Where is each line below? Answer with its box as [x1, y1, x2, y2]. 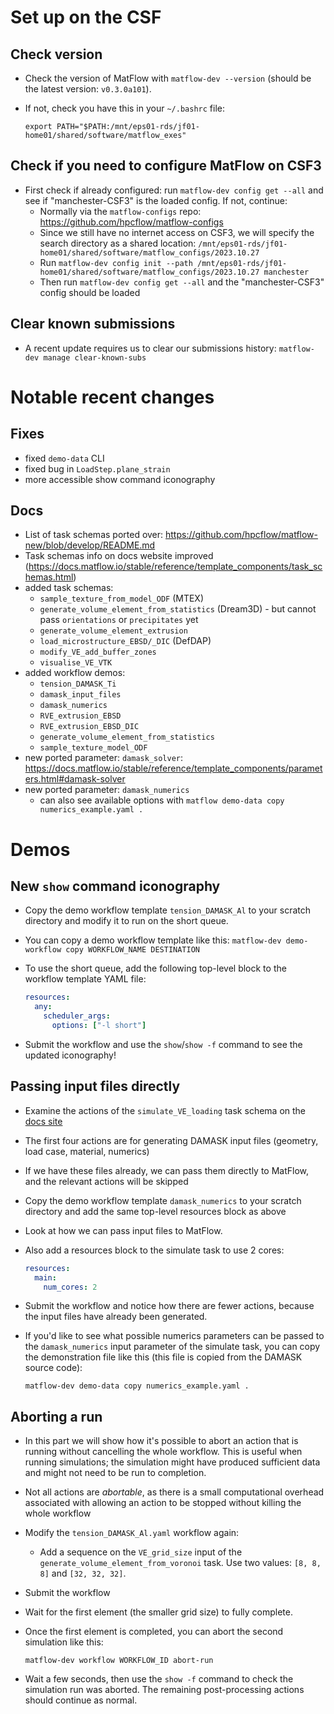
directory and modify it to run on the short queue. [24, 915, 229, 927]
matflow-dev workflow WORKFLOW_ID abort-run [24, 1656, 214, 1666]
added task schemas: [24, 582, 114, 594]
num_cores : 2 [43, 1282, 98, 1292]
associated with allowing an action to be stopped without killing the [24, 1497, 302, 1509]
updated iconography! [24, 1049, 117, 1061]
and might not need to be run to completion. [24, 1467, 207, 1479]
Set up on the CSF [10, 6, 162, 29]
